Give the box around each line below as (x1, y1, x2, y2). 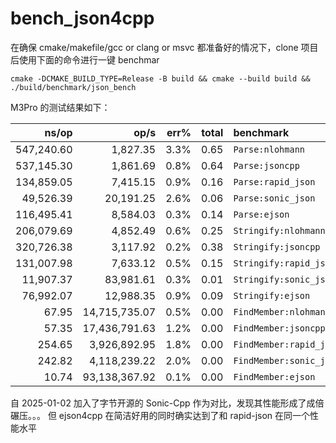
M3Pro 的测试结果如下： (10, 101, 111, 113)
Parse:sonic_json (233, 192, 316, 204)
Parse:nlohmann (233, 143, 305, 155)
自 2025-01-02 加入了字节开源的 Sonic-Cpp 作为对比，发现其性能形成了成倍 (10, 397, 325, 409)
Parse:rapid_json (233, 176, 316, 187)
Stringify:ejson (233, 290, 311, 301)
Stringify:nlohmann (233, 225, 326, 236)
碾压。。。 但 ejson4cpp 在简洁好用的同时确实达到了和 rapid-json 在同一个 (10, 409, 311, 421)
